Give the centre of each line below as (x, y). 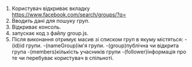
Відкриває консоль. (36, 27)
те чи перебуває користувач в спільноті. (63, 58)
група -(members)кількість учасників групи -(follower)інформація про (99, 52)
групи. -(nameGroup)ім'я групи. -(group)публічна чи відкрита (102, 45)
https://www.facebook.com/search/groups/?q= (69, 15)
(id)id (18, 45)
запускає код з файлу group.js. (50, 33)
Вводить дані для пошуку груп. (50, 21)
